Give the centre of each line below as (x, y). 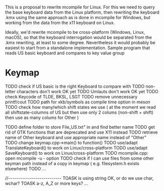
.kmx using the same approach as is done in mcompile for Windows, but (78, 17)
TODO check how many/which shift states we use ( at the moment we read (81, 107)
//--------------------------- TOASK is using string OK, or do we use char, (80, 178)
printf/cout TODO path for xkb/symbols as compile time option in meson (78, 102)
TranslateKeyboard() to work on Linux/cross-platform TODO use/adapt (76, 148)
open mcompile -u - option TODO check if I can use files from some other (80, 158)
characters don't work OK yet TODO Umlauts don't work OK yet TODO (87, 91)
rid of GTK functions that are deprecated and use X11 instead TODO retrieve (82, 132)
